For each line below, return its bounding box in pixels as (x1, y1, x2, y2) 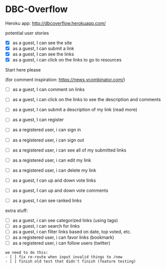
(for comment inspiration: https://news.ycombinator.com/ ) (5, 77, 126, 83)
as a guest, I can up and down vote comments (12, 187, 109, 193)
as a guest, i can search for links (12, 223, 80, 229)
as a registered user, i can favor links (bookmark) (12, 234, 114, 240)
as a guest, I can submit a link (12, 45, 74, 51)
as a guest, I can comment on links (12, 87, 85, 93)
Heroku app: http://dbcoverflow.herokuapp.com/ (5, 20, 106, 26)
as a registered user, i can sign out (12, 137, 85, 143)
